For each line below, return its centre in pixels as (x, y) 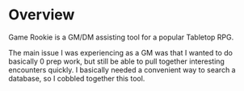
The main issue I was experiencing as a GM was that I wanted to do (120, 52)
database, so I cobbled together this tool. (77, 78)
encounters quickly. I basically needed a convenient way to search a (122, 69)
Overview (42, 15)
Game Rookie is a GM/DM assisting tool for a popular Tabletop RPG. (121, 37)
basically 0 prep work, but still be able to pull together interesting (116, 61)
